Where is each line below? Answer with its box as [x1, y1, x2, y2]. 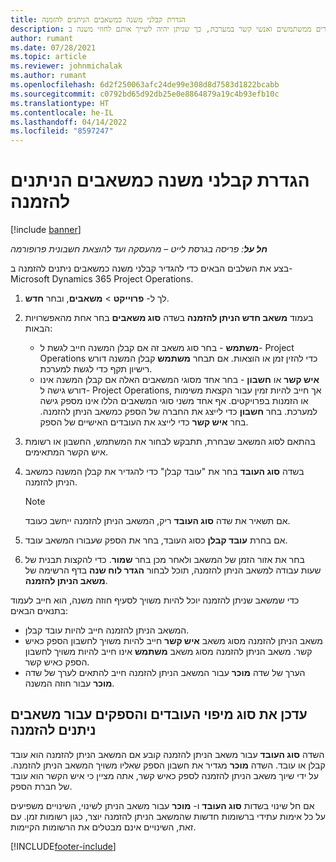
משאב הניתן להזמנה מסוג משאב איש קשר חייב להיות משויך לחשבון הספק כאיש [24, 635, 323, 647]
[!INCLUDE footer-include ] [10, 840, 117, 852]
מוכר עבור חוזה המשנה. [24, 677, 115, 690]
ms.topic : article [10, 52, 87, 62]
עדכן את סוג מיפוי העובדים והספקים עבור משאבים [10, 706, 308, 723]
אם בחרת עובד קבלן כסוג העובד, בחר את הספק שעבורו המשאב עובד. [24, 534, 288, 546]
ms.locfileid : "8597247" [10, 126, 114, 136]
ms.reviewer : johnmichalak [10, 61, 123, 71]
